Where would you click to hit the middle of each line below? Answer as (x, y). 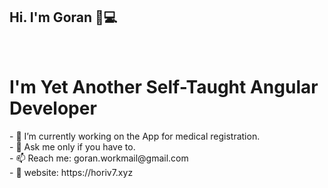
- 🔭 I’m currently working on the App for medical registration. (135, 136)
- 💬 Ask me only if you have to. (72, 146)
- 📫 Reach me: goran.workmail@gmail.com (99, 158)
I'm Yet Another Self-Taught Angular (164, 87)
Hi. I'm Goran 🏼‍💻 (63, 17)
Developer (53, 108)
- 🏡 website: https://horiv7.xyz (71, 172)
